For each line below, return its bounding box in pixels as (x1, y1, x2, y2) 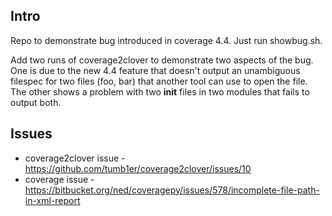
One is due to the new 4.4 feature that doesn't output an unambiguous (10, 64, 301, 76)
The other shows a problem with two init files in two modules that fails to (10, 85, 310, 98)
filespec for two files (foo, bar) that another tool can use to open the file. (10, 75, 308, 87)
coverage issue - (24, 173, 95, 185)
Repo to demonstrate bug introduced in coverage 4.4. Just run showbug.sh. (10, 34, 323, 46)
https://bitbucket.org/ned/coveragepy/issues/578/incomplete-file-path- (24, 184, 320, 196)
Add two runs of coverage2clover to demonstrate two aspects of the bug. (10, 54, 314, 66)
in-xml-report (24, 194, 81, 206)
